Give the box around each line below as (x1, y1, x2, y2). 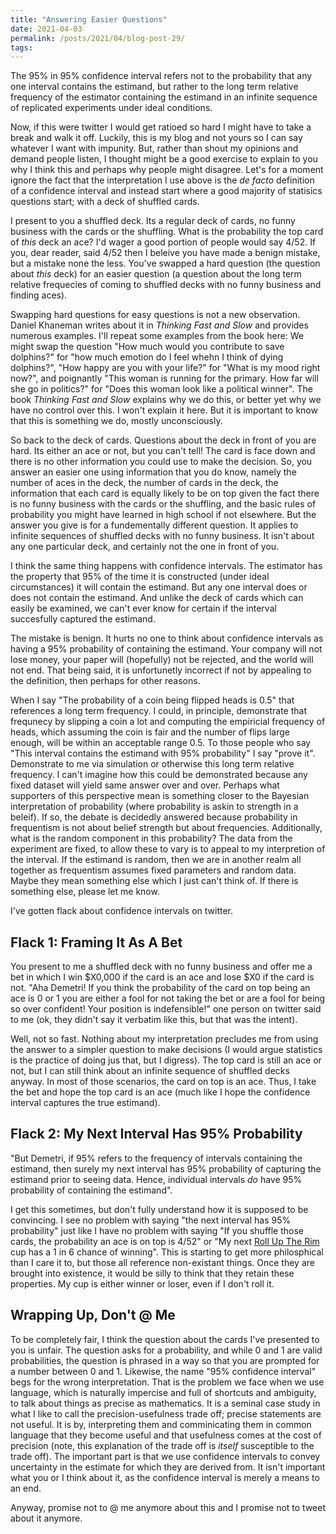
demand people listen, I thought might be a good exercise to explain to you (10, 153, 318, 165)
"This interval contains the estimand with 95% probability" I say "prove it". (10, 747, 316, 760)
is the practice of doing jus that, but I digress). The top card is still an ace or (10, 1054, 322, 1066)
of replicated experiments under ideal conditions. (10, 102, 213, 114)
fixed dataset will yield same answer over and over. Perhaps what (10, 779, 280, 791)
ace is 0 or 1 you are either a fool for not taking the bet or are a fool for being (10, 992, 326, 1005)
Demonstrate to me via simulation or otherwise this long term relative (10, 758, 295, 770)
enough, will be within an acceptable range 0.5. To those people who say (10, 737, 312, 749)
